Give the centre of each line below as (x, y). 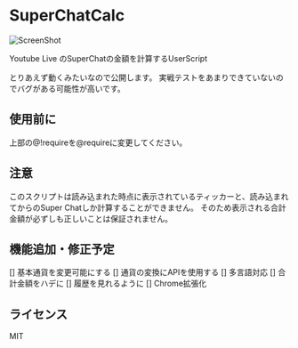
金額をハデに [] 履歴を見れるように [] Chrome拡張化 (112, 283)
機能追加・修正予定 (62, 249)
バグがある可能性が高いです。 (71, 88)
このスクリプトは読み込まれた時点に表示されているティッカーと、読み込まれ (149, 196)
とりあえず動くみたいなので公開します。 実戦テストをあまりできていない (143, 77)
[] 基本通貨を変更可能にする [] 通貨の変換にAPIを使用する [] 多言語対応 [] (142, 272)
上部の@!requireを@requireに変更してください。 (98, 142)
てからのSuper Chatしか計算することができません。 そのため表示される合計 (148, 207)
